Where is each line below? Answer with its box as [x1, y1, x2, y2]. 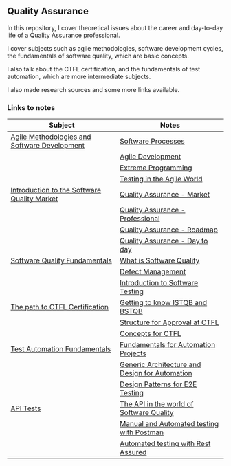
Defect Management [120, 267, 186, 277]
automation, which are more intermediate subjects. [7, 72, 151, 80]
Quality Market [10, 194, 58, 203]
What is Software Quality [120, 256, 200, 265]
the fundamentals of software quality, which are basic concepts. [7, 52, 189, 60]
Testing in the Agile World [120, 175, 203, 184]
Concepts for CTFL [120, 329, 181, 339]
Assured [120, 447, 147, 457]
